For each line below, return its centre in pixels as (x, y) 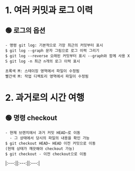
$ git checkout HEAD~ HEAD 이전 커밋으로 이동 (50, 143)
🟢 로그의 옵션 (25, 30)
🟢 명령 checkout (31, 118)
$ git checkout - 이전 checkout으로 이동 (46, 154)
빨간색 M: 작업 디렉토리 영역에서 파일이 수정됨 (47, 76)
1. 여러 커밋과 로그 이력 (49, 10)
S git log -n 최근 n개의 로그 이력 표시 (43, 61)
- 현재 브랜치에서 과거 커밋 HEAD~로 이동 (43, 133)
